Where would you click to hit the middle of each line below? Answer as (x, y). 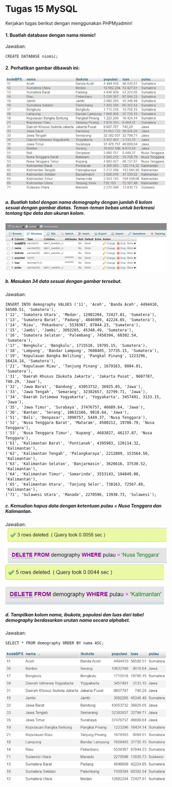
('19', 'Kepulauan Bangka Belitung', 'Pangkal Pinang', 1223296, (76, 356)
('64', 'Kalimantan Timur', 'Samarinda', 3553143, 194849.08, (73, 474)
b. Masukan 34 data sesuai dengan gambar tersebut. (63, 281)
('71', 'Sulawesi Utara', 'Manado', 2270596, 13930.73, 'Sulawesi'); (81, 495)
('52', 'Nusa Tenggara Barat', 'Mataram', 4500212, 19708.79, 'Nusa (80, 423)
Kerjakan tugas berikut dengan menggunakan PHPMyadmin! (69, 23)
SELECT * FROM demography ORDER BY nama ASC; (55, 643)
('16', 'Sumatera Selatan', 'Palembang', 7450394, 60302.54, (72, 335)
